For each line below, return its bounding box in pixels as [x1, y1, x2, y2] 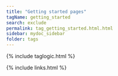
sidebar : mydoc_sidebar [6, 31, 66, 37]
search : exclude [6, 20, 46, 26]
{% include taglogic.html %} [6, 53, 76, 59]
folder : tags [6, 36, 39, 42]
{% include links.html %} [6, 64, 67, 71]
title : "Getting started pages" [6, 8, 86, 15]
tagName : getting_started [6, 14, 70, 20]
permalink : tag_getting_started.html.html [6, 25, 113, 31]
